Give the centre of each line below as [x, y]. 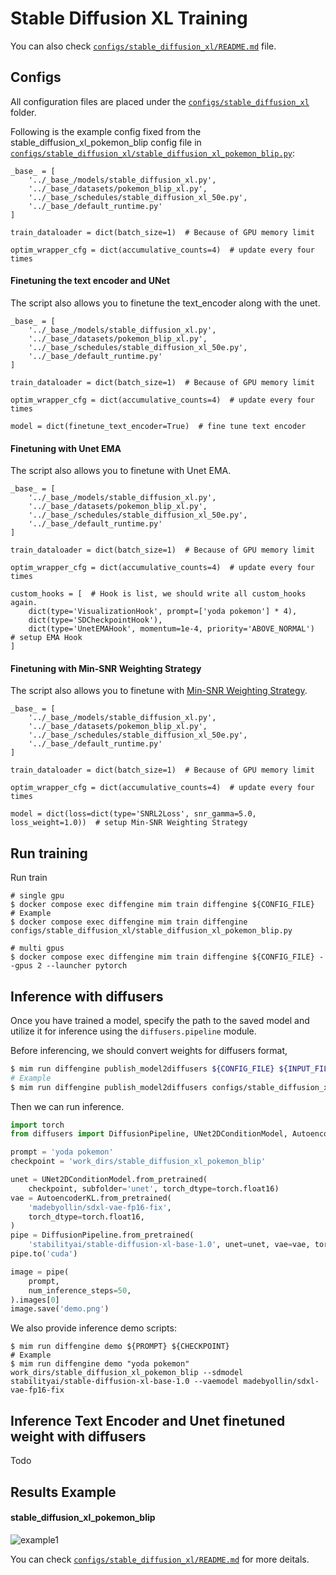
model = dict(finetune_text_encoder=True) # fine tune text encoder [158, 426]
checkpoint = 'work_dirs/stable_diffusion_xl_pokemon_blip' [138, 1162]
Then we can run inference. [67, 1106]
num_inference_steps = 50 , [80, 1290]
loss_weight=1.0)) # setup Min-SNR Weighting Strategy [129, 823]
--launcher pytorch [87, 966]
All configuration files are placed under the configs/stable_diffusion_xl [160, 101]
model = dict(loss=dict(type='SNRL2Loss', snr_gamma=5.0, [133, 814]
